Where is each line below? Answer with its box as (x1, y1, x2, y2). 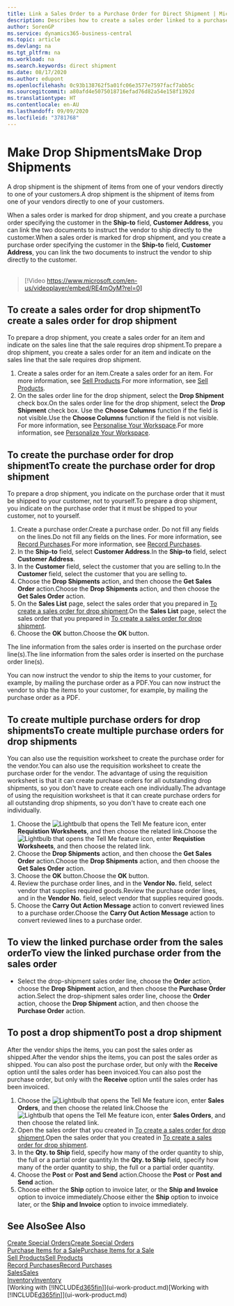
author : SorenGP (7, 23, 54, 30)
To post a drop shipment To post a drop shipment (7, 1027, 222, 1039)
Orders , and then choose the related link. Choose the (17, 1103, 169, 1112)
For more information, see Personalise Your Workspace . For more (17, 421, 204, 430)
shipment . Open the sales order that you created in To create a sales (17, 1133, 212, 1142)
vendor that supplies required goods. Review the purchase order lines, (17, 887, 218, 895)
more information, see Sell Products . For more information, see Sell (17, 377, 209, 385)
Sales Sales (7, 1268, 39, 1277)
